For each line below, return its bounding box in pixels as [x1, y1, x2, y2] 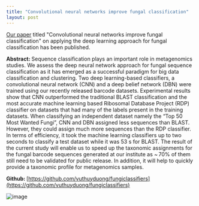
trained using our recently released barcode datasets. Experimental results [6, 87, 191, 94]
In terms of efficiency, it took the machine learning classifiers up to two [6, 131, 182, 138]
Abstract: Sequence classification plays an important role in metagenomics [6, 55, 193, 62]
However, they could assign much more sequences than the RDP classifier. [6, 125, 192, 132]
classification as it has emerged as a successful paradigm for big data [6, 68, 179, 75]
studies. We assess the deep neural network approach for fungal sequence [6, 61, 192, 69]
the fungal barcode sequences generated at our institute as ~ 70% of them [6, 150, 191, 157]
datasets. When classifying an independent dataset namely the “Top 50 [6, 112, 183, 120]
